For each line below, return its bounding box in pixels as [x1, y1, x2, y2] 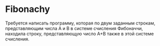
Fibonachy [5, 3, 50, 15]
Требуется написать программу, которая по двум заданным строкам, [5, 20, 155, 26]
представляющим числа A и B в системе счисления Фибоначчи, [5, 25, 143, 31]
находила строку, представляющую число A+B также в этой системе [5, 30, 154, 36]
